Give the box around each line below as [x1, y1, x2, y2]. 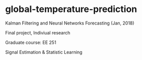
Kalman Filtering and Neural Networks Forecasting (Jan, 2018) [5, 20, 134, 26]
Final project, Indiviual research [5, 29, 70, 35]
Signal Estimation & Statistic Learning [5, 49, 83, 55]
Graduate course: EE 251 [5, 39, 56, 45]
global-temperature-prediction [5, 3, 137, 15]
